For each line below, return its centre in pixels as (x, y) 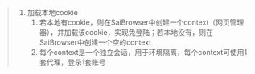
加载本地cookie (52, 12)
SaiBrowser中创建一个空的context (95, 42)
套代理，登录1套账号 (72, 62)
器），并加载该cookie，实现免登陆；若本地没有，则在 (126, 32)
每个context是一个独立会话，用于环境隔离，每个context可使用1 (143, 52)
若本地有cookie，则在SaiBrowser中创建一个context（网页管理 (142, 22)
